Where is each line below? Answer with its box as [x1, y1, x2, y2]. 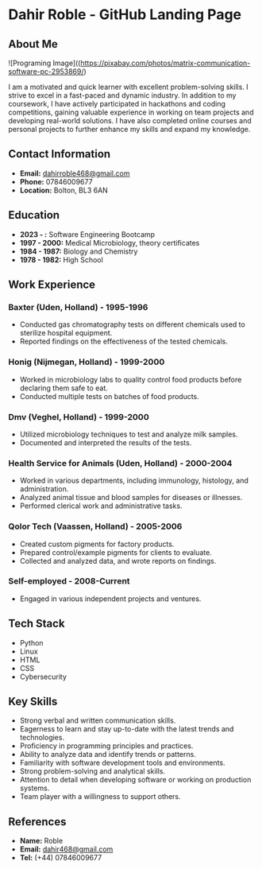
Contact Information [8, 147, 111, 161]
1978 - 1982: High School [19, 254, 103, 264]
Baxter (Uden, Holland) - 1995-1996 [8, 301, 148, 312]
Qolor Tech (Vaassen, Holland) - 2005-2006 [8, 521, 183, 532]
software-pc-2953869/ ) [8, 67, 87, 76]
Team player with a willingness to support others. [19, 792, 181, 801]
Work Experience [8, 278, 96, 292]
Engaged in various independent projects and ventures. [19, 594, 202, 603]
